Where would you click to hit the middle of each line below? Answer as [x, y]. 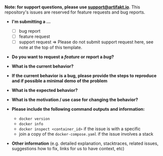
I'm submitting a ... [31, 22]
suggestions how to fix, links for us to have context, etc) [68, 149]
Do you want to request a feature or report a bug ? [63, 57]
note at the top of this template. [51, 48]
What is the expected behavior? [45, 90]
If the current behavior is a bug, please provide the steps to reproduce [84, 76]
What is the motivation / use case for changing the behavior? [75, 100]
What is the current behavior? [42, 66]
